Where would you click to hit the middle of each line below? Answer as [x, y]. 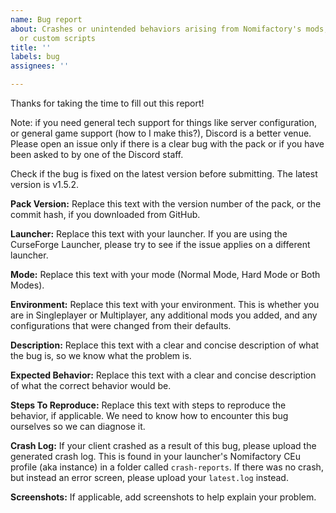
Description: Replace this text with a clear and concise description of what [165, 345]
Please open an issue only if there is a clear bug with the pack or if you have [167, 144]
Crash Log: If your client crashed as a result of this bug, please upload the [163, 445]
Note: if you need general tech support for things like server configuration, [163, 122]
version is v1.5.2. [45, 184]
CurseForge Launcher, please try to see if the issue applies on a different [160, 244]
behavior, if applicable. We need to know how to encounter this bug [149, 415]
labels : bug [35, 57]
